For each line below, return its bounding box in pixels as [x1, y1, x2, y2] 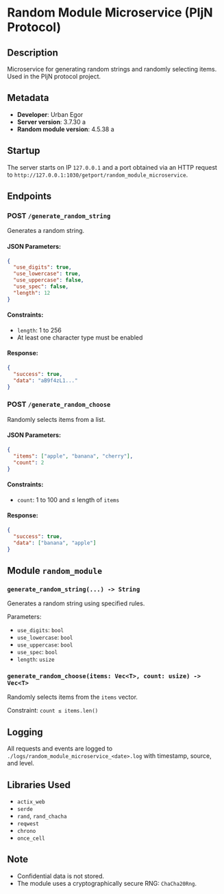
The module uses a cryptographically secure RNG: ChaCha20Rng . [16, 879, 197, 887]
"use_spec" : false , [13, 283, 69, 290]
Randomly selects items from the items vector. [7, 693, 138, 702]
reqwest [16, 820, 39, 827]
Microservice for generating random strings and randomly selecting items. [7, 65, 217, 73]
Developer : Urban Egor [16, 110, 84, 118]
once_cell [16, 835, 46, 842]
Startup [7, 145, 40, 157]
